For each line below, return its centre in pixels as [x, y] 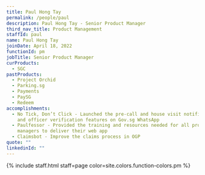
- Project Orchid [34, 80]
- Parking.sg [28, 86]
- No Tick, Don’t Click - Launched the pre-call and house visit [97, 114]
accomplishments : [28, 108]
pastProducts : [24, 74]
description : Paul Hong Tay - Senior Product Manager [76, 23]
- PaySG [22, 97]
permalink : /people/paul [38, 18]
